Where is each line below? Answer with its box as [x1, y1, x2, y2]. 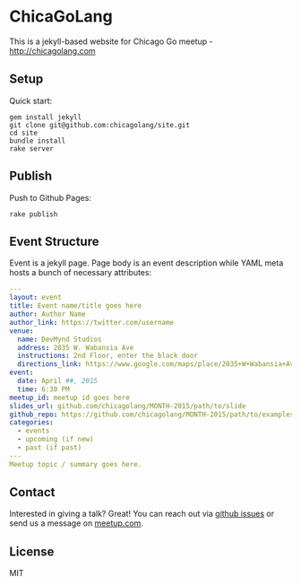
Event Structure [9, 233, 99, 249]
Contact [9, 485, 56, 500]
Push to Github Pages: [9, 192, 92, 203]
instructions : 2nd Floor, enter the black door [17, 352, 199, 361]
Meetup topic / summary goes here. [9, 459, 142, 468]
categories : [9, 418, 54, 427]
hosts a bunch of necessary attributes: [9, 267, 152, 278]
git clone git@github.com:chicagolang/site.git [9, 120, 191, 129]
